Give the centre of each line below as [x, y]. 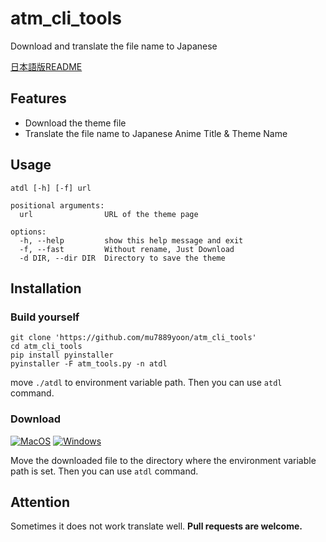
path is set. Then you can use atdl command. [104, 471]
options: [28, 232]
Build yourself [45, 317]
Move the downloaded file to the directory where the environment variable [163, 460]
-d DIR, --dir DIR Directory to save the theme [122, 258]
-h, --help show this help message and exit [131, 240]
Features [38, 98]
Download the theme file [75, 123]
